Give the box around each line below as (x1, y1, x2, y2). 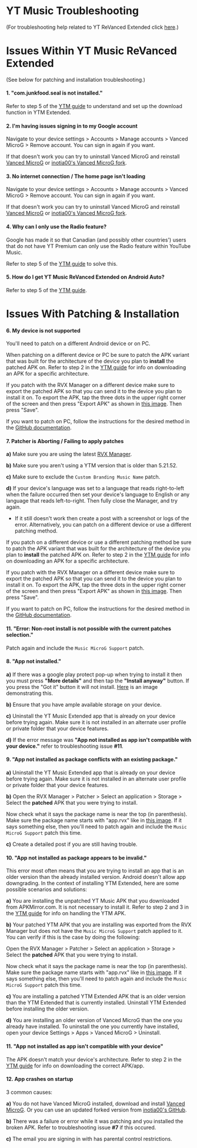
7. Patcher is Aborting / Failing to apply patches (6, 437, 124, 444)
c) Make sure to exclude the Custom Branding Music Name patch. (6, 473, 161, 480)
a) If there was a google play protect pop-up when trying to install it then (6, 671, 182, 678)
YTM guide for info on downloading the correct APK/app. (6, 1062, 145, 1069)
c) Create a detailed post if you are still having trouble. (6, 841, 138, 848)
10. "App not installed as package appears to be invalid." (6, 854, 147, 861)
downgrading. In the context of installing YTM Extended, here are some (6, 880, 179, 887)
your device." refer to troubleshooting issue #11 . (6, 742, 123, 749)
